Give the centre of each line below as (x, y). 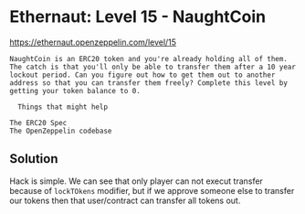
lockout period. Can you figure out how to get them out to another (142, 75)
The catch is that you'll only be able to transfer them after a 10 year (153, 67)
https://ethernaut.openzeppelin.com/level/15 (93, 42)
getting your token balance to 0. (75, 91)
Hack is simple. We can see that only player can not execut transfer (136, 181)
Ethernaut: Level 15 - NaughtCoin (138, 17)
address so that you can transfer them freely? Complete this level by (148, 83)
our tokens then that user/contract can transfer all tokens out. (125, 200)
